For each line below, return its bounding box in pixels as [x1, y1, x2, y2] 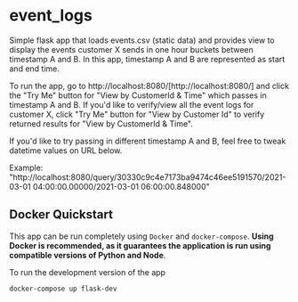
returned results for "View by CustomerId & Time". [9, 118, 194, 129]
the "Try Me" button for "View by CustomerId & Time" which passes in [9, 90, 267, 101]
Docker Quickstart [9, 207, 114, 223]
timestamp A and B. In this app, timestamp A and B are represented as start [9, 53, 286, 64]
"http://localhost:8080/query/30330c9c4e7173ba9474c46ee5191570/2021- [9, 171, 286, 183]
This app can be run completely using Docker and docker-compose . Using [9, 231, 274, 241]
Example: [9, 162, 44, 173]
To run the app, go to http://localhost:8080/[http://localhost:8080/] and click [9, 80, 289, 91]
